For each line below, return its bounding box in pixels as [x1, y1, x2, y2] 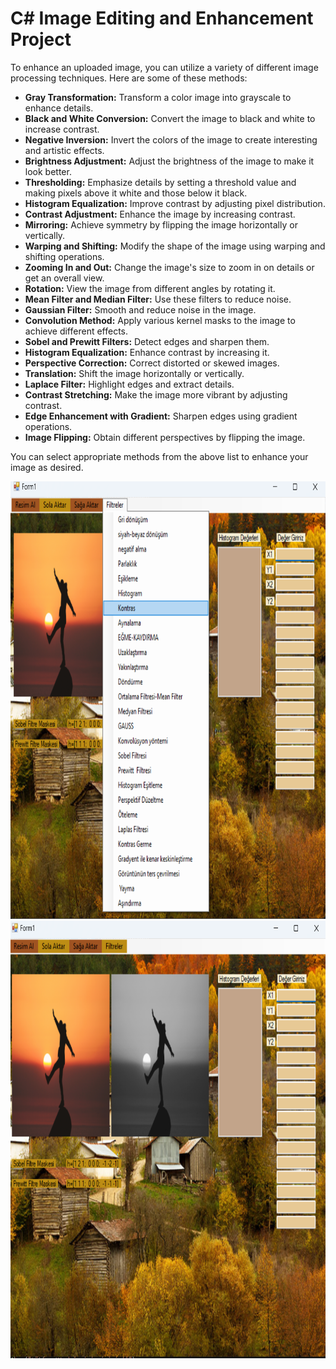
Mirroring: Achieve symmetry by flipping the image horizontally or [24, 218, 298, 231]
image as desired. [10, 461, 84, 473]
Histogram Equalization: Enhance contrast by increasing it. [24, 346, 270, 358]
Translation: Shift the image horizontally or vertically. [24, 367, 245, 379]
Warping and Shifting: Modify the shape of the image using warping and [24, 240, 326, 252]
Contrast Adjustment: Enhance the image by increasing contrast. [24, 208, 296, 220]
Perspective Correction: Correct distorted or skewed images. [24, 357, 280, 369]
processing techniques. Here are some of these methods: [10, 72, 248, 84]
